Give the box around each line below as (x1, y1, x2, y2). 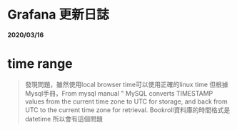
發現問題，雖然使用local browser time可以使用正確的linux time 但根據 (24, 80, 228, 89)
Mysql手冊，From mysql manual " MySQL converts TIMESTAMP (24, 89, 213, 97)
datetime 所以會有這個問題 (24, 114, 104, 123)
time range (7, 56, 73, 72)
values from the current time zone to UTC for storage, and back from (24, 97, 228, 106)
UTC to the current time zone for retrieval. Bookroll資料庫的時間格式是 (24, 105, 231, 114)
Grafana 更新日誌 (7, 6, 109, 23)
